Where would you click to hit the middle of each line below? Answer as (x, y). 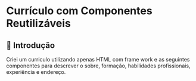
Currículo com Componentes (80, 11)
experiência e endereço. (36, 72)
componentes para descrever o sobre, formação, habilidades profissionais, (98, 66)
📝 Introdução (31, 45)
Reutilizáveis (39, 23)
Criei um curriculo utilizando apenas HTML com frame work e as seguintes (98, 59)
